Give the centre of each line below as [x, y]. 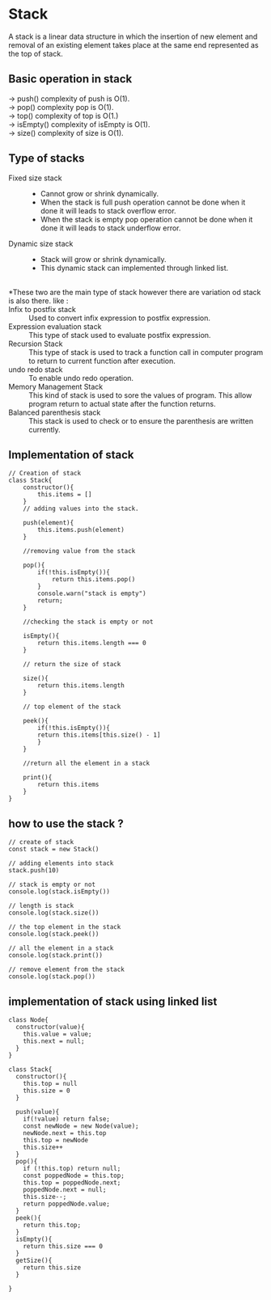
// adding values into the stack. [81, 509]
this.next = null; [54, 1041]
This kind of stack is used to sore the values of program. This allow [140, 395]
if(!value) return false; [67, 1119]
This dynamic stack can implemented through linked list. [134, 268]
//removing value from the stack [79, 551]
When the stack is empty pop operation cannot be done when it [146, 219]
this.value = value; [57, 1034]
